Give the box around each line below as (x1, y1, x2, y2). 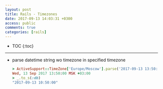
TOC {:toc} (12, 43, 34, 49)
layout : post (5, 7, 32, 12)
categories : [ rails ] (5, 30, 47, 35)
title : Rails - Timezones (5, 12, 57, 17)
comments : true (5, 25, 36, 30)
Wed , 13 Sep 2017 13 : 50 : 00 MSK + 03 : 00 (12, 71, 91, 76)
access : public (5, 20, 36, 26)
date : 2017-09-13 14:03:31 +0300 (5, 16, 73, 21)
